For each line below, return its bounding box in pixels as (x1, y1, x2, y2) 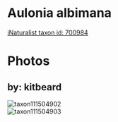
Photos (7, 53, 50, 69)
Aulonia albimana (7, 5, 112, 21)
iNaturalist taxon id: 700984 (7, 28, 88, 37)
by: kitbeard (7, 81, 62, 93)
